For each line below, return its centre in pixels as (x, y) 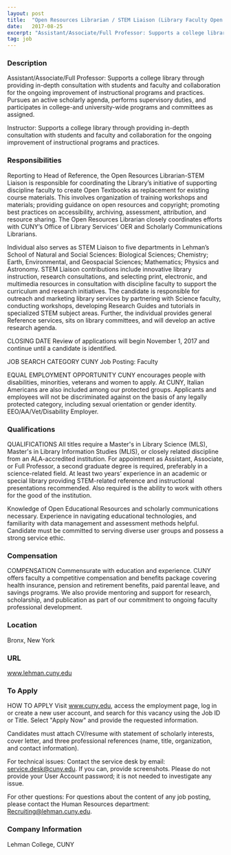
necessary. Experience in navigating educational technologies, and (102, 516)
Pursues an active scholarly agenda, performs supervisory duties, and (107, 100)
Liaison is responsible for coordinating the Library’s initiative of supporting (112, 182)
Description (27, 63)
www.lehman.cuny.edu (40, 673)
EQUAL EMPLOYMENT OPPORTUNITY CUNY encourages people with (107, 375)
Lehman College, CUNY (41, 844)
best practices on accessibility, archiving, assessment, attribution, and (107, 212)
